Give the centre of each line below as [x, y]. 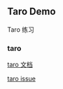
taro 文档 [20, 65]
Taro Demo [31, 12]
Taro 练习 [21, 29]
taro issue [22, 79]
